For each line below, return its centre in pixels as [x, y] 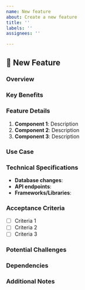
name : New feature [28, 11]
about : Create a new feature [42, 17]
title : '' [18, 22]
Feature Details [28, 111]
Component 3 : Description [47, 136]
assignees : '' [23, 34]
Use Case [20, 151]
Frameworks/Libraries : [43, 193]
